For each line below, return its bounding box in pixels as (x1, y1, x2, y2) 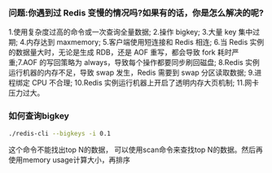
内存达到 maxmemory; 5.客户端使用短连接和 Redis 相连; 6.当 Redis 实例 (25, 37, 265, 47)
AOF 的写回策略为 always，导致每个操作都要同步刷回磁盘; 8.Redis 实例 (23, 58, 260, 67)
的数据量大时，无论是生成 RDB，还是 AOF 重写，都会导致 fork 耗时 (8, 47, 232, 58)
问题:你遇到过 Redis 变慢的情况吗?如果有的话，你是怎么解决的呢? (8, 6, 265, 18)
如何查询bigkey (8, 110, 69, 122)
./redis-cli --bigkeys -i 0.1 (8, 129, 112, 137)
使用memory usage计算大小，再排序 (8, 155, 130, 165)
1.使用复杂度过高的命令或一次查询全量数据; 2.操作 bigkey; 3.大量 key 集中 (8, 27, 253, 37)
